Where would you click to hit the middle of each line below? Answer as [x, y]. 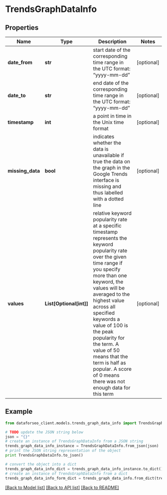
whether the [107, 143]
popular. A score [112, 369]
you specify [107, 269]
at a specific [107, 226]
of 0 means [106, 375]
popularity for [109, 338]
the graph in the [111, 168]
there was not [109, 381]
